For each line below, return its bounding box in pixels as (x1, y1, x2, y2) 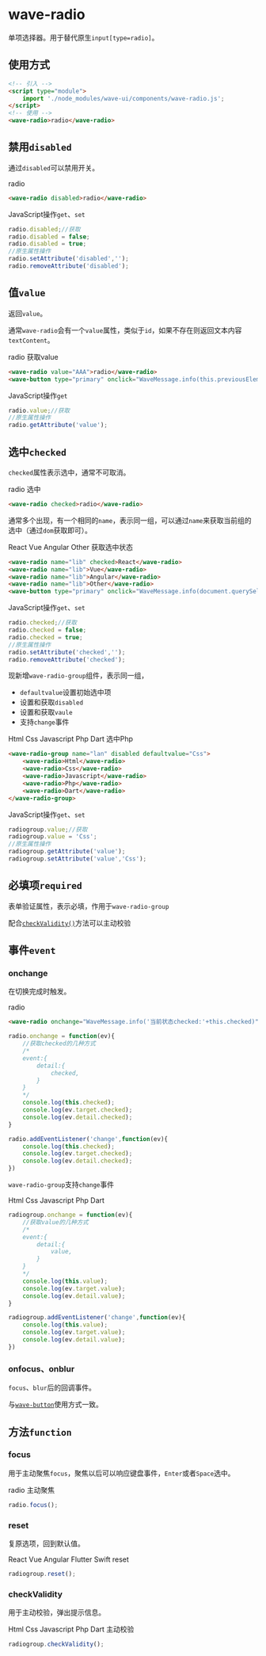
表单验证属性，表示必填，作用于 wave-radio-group (8, 901, 169, 910)
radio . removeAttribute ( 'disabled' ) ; (8, 262, 129, 270)
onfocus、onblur (8, 1363, 75, 1374)
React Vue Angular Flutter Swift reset (8, 1555, 129, 1564)
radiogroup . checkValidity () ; (8, 1640, 104, 1649)
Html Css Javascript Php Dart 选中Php (8, 735, 133, 744)
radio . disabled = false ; (8, 232, 90, 241)
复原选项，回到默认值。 (8, 1539, 85, 1548)
